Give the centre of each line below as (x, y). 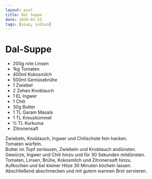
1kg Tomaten (26, 69)
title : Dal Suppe (24, 15)
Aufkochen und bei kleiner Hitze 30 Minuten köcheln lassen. (69, 166)
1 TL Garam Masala (33, 112)
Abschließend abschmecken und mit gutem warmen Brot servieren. (76, 171)
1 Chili (19, 101)
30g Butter (24, 107)
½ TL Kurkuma (28, 123)
